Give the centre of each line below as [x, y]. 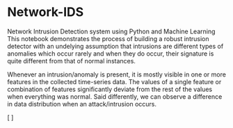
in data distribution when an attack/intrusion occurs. [82, 104]
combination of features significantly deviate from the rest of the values [110, 89]
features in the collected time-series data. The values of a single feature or [114, 81]
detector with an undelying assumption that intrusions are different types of [115, 46]
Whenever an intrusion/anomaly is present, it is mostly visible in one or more [116, 74]
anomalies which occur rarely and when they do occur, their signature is [111, 54]
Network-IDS [46, 12]
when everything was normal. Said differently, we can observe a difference [115, 96]
